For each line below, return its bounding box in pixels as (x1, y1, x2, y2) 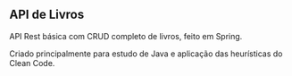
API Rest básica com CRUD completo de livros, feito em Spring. (9, 30, 243, 41)
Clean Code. (9, 57, 55, 68)
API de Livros (9, 7, 85, 22)
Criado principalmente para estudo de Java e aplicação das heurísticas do (9, 48, 283, 59)
